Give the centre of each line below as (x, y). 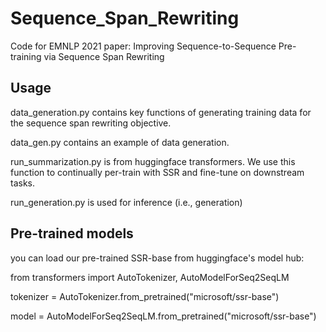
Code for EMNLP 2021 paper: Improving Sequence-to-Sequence (143, 46)
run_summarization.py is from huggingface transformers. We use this (153, 161)
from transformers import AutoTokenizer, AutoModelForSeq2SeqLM (150, 277)
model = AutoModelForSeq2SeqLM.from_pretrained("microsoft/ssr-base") (163, 316)
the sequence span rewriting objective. (91, 123)
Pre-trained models (72, 233)
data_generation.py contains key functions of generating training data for (161, 112)
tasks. (23, 183)
